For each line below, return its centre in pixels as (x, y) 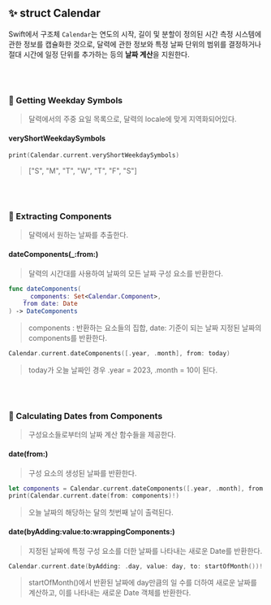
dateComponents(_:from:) (54, 255)
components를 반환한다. (68, 338)
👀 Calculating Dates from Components (86, 416)
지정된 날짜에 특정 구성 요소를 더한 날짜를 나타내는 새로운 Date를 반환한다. (145, 551)
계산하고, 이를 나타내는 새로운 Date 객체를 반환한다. (110, 593)
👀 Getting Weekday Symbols (66, 100)
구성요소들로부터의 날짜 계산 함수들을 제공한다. (102, 435)
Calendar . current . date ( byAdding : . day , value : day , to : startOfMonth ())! (136, 566)
